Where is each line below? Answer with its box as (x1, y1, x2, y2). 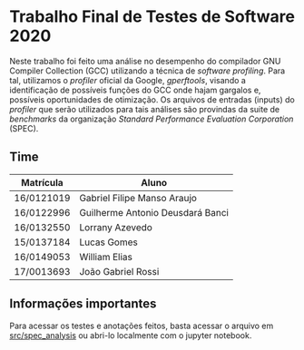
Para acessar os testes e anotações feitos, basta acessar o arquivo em (9, 320, 274, 331)
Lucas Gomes (79, 236, 138, 248)
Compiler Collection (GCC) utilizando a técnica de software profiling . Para (9, 65, 286, 76)
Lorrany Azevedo (79, 220, 152, 233)
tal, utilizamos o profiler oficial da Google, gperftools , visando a (9, 74, 247, 85)
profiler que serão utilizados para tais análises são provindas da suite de (9, 103, 280, 114)
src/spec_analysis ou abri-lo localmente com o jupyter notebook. (9, 329, 252, 341)
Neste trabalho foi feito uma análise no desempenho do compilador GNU (9, 55, 281, 66)
